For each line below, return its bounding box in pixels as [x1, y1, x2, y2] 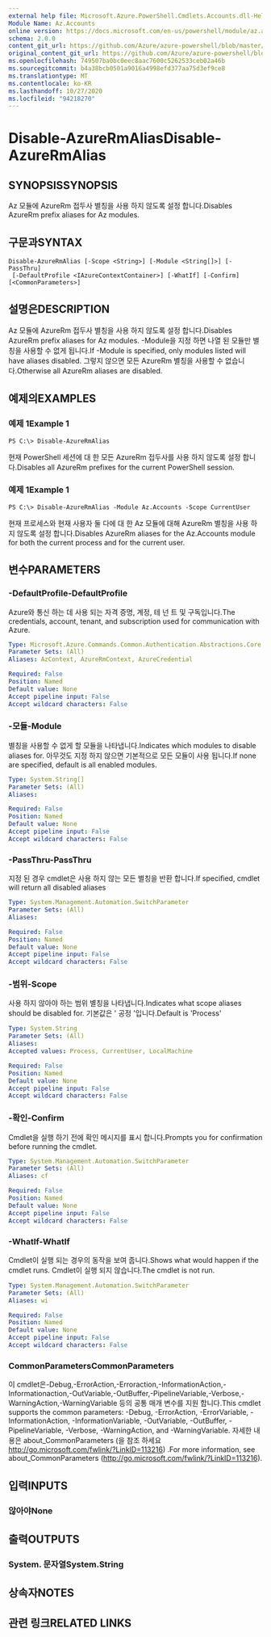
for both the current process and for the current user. [8, 537, 186, 547]
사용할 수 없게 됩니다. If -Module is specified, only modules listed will [23, 345, 246, 356]
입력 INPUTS [8, 1479, 69, 1492]
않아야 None [8, 1504, 53, 1516]
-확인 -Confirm [8, 1113, 65, 1124]
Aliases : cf [8, 1172, 48, 1180]
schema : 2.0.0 [8, 34, 56, 43]
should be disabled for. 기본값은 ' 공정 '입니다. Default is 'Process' [8, 1008, 222, 1018]
